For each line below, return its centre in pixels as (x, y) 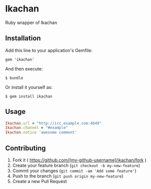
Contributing (25, 148)
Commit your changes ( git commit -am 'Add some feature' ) (74, 171)
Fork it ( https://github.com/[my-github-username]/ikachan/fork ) (79, 160)
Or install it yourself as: (29, 87)
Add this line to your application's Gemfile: (49, 50)
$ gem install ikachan (29, 96)
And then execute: (24, 68)
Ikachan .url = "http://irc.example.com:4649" (53, 123)
